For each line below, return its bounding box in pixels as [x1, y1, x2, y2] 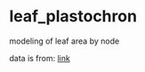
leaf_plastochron [9, 6, 138, 27]
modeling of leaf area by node [9, 36, 120, 46]
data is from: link [9, 52, 71, 63]
